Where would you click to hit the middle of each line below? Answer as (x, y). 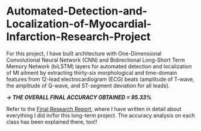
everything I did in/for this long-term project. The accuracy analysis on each (101, 115)
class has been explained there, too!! (52, 121)
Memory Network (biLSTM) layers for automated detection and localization (99, 66)
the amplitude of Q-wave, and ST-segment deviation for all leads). (88, 85)
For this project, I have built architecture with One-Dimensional (84, 53)
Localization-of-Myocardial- (79, 24)
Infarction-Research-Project (79, 37)
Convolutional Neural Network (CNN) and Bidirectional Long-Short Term (96, 60)
